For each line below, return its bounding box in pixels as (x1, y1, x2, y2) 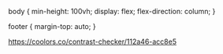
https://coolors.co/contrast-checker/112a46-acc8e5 (8, 37, 177, 46)
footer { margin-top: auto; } (8, 22, 96, 31)
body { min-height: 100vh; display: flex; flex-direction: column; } (8, 7, 216, 16)
